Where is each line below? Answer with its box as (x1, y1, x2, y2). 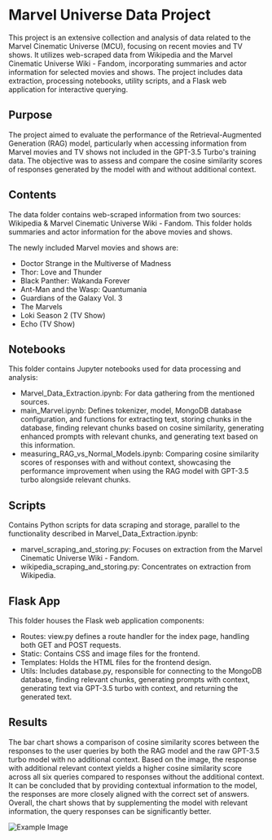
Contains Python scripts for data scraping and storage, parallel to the (8, 520, 240, 530)
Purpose (8, 108, 53, 122)
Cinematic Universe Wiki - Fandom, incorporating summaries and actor (8, 59, 247, 68)
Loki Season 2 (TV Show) (20, 310, 106, 320)
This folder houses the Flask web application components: (8, 616, 205, 625)
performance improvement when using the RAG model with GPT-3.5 (20, 466, 249, 476)
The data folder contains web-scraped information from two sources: (8, 209, 241, 219)
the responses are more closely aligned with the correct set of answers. (8, 789, 250, 798)
